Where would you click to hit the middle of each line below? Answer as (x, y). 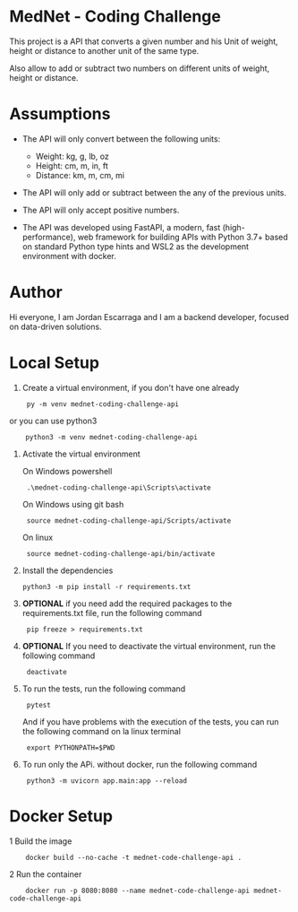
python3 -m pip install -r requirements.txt (106, 586)
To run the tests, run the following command (104, 689)
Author (36, 292)
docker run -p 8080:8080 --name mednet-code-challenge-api (138, 890)
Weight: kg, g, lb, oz (72, 156)
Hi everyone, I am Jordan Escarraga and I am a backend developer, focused (149, 317)
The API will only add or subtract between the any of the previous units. (154, 192)
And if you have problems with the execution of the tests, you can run (150, 721)
